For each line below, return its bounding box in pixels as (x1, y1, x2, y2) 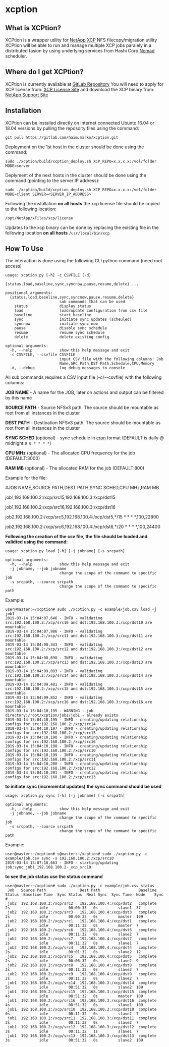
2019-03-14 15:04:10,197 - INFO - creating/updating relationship (5, 726, 148, 731)
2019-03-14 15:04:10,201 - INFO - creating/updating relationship (5, 770, 148, 775)
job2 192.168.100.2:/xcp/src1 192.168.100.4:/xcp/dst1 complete (7, 919, 157, 924)
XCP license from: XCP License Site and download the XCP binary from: (5, 86, 155, 92)
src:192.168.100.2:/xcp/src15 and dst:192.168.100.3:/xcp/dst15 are (5, 686, 152, 691)
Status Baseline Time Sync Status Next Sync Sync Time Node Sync (5, 892, 164, 897)
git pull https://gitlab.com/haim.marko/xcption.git (5, 135, 119, 140)
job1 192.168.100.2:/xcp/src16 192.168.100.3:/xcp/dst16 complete (7, 998, 157, 1003)
